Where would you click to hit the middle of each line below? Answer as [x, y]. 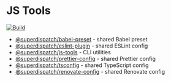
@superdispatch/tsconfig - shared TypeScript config [82, 65]
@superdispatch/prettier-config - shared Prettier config [85, 58]
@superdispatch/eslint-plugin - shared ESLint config [82, 46]
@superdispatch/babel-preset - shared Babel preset [82, 39]
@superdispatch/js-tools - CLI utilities [63, 52]
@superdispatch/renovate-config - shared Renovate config [90, 71]
